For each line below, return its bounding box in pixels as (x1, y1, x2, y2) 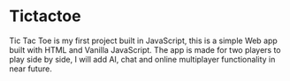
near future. (9, 63, 53, 74)
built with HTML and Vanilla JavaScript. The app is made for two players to (9, 44, 281, 55)
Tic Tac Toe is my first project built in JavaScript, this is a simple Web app (9, 35, 279, 46)
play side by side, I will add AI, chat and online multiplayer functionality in (9, 54, 276, 64)
